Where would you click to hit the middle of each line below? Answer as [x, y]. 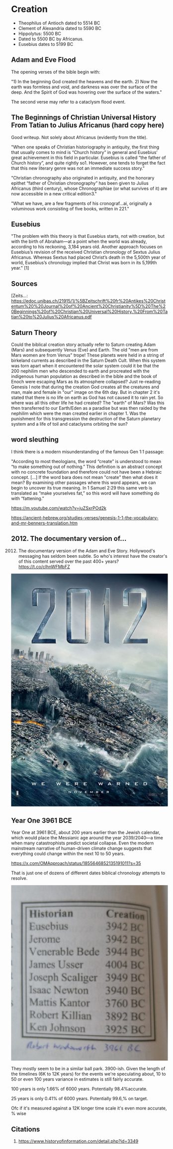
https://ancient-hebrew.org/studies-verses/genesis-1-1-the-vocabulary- [85, 517]
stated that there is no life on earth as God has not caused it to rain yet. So [87, 398]
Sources [24, 283]
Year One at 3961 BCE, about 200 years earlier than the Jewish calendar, [86, 832]
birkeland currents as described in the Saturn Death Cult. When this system [88, 360]
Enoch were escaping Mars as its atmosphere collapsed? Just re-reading [86, 382]
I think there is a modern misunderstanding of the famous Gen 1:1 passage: [87, 452]
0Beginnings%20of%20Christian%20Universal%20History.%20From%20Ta [89, 312]
